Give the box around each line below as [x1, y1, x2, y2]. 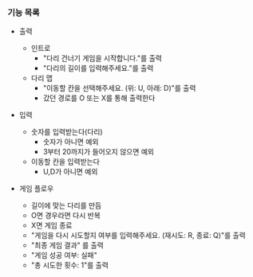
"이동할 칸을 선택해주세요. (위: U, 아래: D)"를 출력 [42, 84, 196, 93]
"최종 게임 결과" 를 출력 [30, 240, 105, 250]
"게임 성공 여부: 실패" [30, 251, 97, 260]
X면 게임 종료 [30, 220, 73, 230]
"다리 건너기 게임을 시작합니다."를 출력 [42, 53, 163, 63]
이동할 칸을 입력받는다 [30, 157, 101, 166]
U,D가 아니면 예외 [42, 167, 98, 177]
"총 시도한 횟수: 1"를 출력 [30, 260, 109, 270]
